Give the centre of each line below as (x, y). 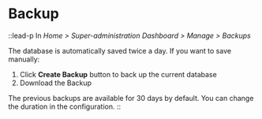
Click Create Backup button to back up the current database (118, 74)
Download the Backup (56, 83)
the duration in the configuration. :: (64, 106)
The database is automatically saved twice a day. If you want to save (120, 50)
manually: (24, 59)
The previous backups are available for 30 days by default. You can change (131, 98)
